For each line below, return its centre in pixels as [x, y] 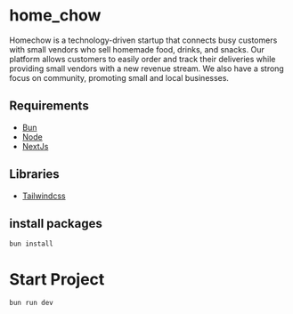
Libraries [34, 174]
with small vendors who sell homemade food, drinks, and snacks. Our [137, 49]
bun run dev [31, 303]
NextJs [35, 146]
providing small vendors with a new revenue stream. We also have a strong [147, 68]
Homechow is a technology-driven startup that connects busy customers [143, 40]
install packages [56, 223]
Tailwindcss [44, 196]
